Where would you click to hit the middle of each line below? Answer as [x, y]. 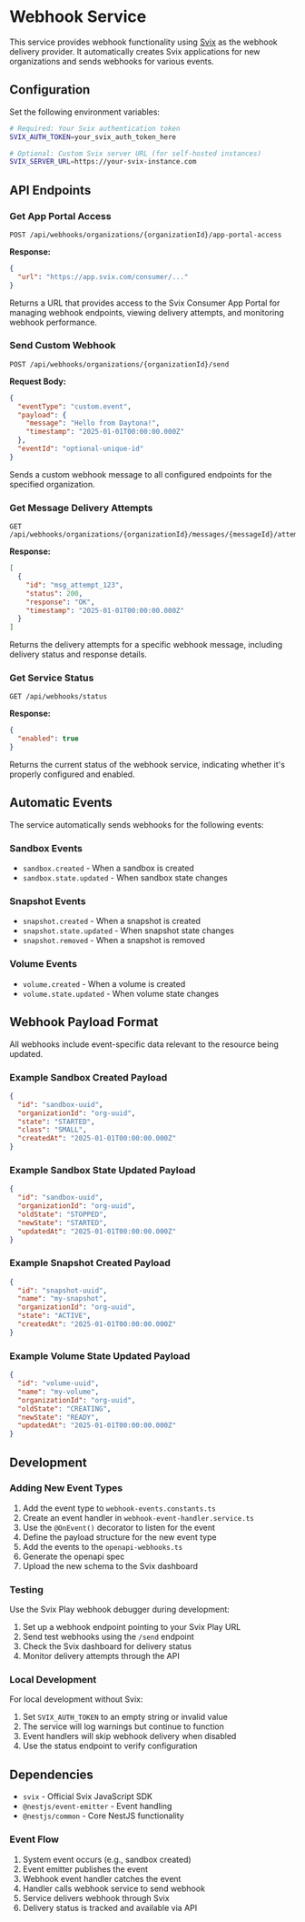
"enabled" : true [48, 739]
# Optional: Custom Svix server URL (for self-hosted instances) [135, 153]
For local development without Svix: [76, 1699]
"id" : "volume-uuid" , [59, 1384]
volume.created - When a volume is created [104, 983]
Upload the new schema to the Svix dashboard [110, 1565]
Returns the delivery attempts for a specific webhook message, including [146, 645]
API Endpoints [50, 190]
